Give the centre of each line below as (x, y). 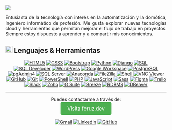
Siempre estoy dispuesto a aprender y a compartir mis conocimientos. (79, 34)
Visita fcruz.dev (86, 109)
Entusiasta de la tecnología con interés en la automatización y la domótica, (86, 17)
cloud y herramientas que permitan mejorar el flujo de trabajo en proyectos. (86, 28)
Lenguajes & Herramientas (57, 50)
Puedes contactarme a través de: (86, 99)
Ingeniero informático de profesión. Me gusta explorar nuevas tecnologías (86, 23)
